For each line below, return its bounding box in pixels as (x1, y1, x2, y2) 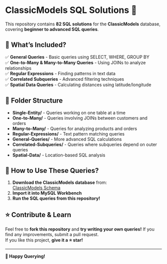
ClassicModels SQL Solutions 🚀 (5, 4, 137, 16)
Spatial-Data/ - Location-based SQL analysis (12, 152, 105, 158)
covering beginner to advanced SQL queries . (5, 26, 99, 32)
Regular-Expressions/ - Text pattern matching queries (12, 131, 125, 136)
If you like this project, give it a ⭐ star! (5, 237, 83, 243)
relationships (5, 65, 32, 71)
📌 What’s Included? (5, 41, 67, 49)
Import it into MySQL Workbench (12, 190, 82, 196)
